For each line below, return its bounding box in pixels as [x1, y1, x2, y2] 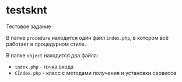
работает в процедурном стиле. [6, 40, 86, 47]
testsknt [6, 4, 47, 17]
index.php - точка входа [14, 63, 74, 70]
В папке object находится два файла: [6, 52, 99, 59]
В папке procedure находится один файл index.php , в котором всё [6, 34, 169, 41]
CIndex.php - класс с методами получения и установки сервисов [14, 69, 177, 76]
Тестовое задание [6, 23, 51, 30]
